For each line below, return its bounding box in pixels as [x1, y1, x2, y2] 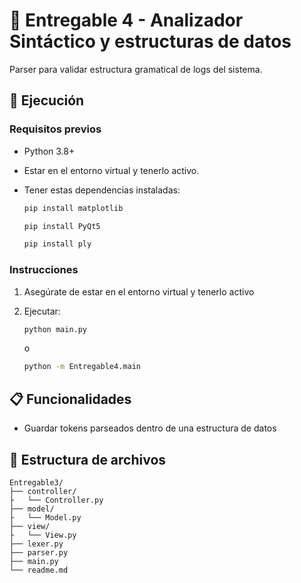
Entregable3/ [9, 477, 64, 488]
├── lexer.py [9, 539, 64, 549]
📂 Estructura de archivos [9, 451, 167, 468]
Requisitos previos [9, 122, 102, 136]
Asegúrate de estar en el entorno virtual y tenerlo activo [23, 285, 255, 298]
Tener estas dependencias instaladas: [23, 184, 181, 196]
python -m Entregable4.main [23, 362, 141, 372]
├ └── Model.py [9, 512, 82, 523]
